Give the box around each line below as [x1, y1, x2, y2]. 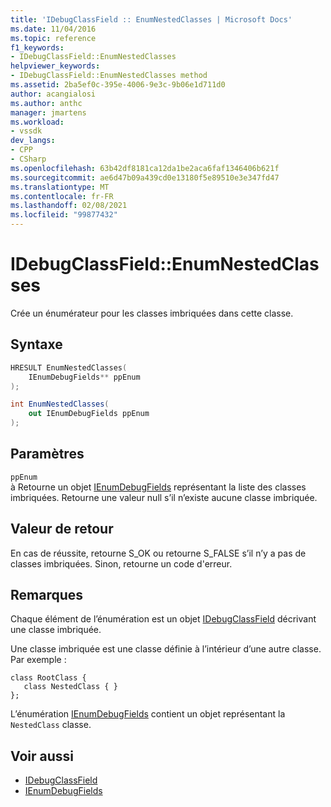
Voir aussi [10, 747, 74, 765]
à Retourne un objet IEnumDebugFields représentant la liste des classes [10, 481, 307, 493]
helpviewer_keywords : [10, 61, 101, 71]
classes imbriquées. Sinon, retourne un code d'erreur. [10, 557, 233, 570]
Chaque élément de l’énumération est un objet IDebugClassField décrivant [10, 613, 317, 625]
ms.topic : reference [10, 33, 97, 43]
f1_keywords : [10, 42, 65, 53]
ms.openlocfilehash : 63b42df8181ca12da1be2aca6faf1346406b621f [10, 163, 280, 173]
